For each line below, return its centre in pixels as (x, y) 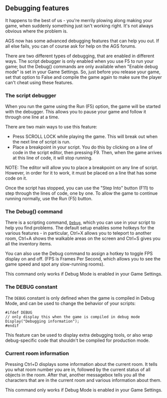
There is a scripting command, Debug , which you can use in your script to (80, 222)
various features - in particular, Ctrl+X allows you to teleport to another (78, 233)
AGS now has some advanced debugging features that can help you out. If (82, 41)
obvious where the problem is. (37, 31)
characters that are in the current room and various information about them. (83, 380)
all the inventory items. (29, 244)
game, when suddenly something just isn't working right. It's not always (79, 26)
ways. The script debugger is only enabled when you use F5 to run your (79, 61)
